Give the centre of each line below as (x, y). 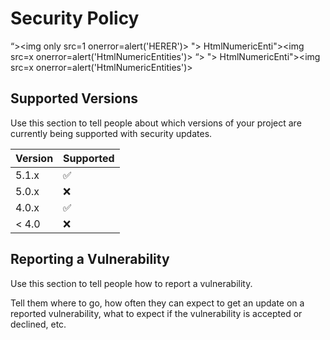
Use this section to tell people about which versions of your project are (156, 123)
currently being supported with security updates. (111, 133)
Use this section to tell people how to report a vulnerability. (131, 283)
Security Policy (75, 18)
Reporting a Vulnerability (90, 259)
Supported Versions (74, 98)
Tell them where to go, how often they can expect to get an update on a (157, 303)
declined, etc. (38, 324)
